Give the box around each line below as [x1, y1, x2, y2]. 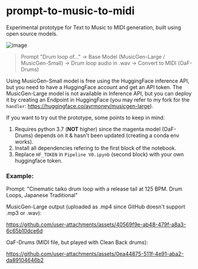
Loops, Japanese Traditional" [6, 192, 78, 199]
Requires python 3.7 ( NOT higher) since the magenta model [14, 125, 161, 132]
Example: [6, 172, 34, 180]
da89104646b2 [6, 257, 44, 264]
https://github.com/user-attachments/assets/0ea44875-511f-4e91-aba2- [6, 251, 184, 258]
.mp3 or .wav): [6, 210, 42, 217]
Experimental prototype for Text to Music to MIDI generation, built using [6, 24, 181, 31]
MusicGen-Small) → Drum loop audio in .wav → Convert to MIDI [20, 59, 177, 67]
